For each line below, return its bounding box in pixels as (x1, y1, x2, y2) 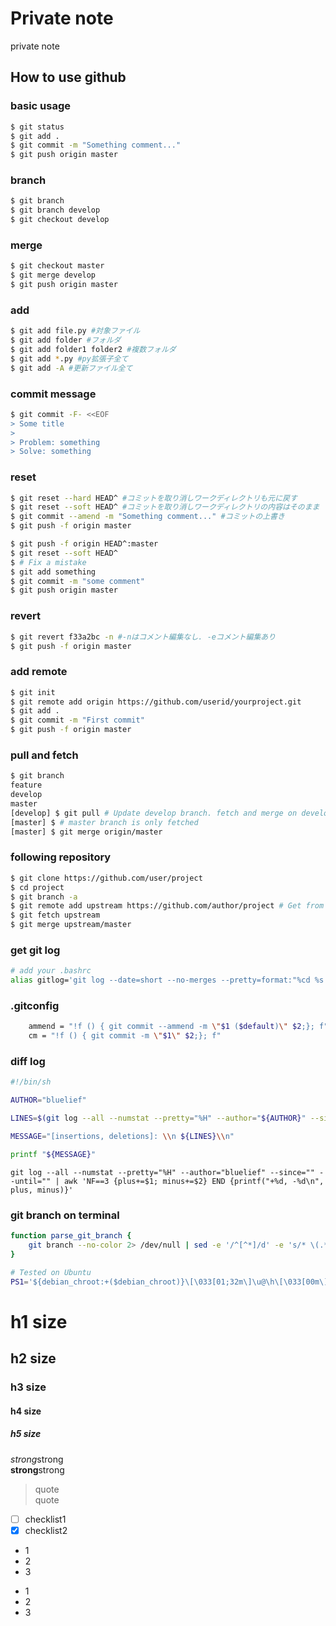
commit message (10, 387, 97, 401)
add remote (10, 665, 68, 679)
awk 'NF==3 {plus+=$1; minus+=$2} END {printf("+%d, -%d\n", (63, 1176, 325, 1186)
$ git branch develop (10, 205, 101, 216)
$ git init (10, 687, 56, 697)
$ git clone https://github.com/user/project (10, 873, 203, 883)
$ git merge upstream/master (10, 920, 132, 930)
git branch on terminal (10, 1208, 120, 1222)
